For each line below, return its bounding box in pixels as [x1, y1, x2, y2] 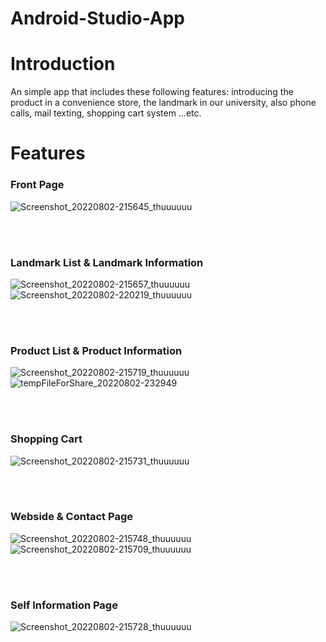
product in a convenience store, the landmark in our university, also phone [10, 97, 317, 109]
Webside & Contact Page [10, 510, 133, 524]
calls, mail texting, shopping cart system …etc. [10, 107, 202, 119]
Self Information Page [10, 598, 118, 612]
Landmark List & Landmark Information [10, 255, 204, 269]
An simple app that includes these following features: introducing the [10, 86, 294, 98]
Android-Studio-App [10, 7, 186, 30]
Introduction [10, 53, 116, 76]
